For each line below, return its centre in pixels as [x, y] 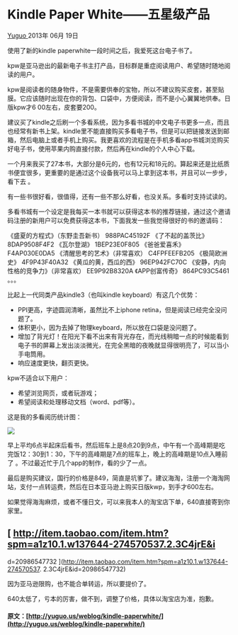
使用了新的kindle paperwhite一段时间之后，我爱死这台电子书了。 [102, 50]
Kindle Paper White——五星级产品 [109, 15]
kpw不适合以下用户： [38, 378]
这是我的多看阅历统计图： [45, 417]
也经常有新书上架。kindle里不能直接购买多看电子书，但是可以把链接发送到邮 [119, 131]
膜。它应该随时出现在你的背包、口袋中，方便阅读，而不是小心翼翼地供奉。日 [119, 98]
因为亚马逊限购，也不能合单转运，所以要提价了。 [79, 583]
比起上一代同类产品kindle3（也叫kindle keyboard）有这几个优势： [103, 294]
